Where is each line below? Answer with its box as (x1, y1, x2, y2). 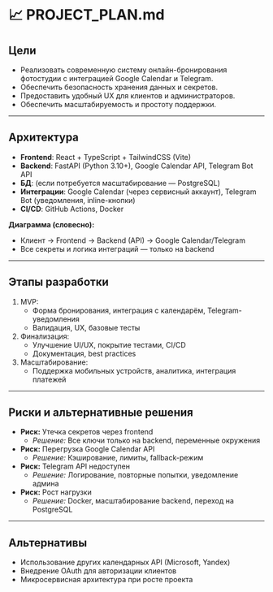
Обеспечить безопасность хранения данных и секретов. (19, 82, 219, 92)
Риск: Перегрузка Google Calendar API (19, 444, 155, 454)
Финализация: (19, 331, 70, 341)
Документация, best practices (32, 348, 136, 358)
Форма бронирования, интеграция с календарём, (32, 305, 206, 315)
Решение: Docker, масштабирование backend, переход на (32, 496, 234, 506)
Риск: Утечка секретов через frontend (19, 427, 154, 437)
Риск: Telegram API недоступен (19, 461, 130, 471)
